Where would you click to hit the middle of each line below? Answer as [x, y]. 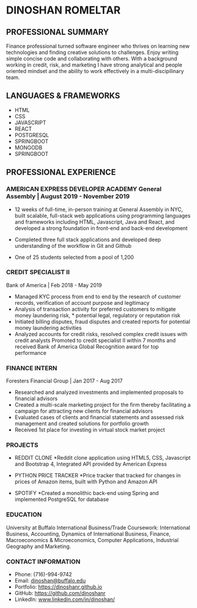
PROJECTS [22, 445]
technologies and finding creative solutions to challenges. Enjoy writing [92, 52]
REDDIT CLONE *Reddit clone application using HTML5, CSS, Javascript [103, 458]
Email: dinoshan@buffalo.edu [50, 580]
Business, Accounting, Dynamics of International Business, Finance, [89, 534]
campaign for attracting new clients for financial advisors [84, 411]
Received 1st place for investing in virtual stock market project [90, 430]
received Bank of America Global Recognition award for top [86, 346]
